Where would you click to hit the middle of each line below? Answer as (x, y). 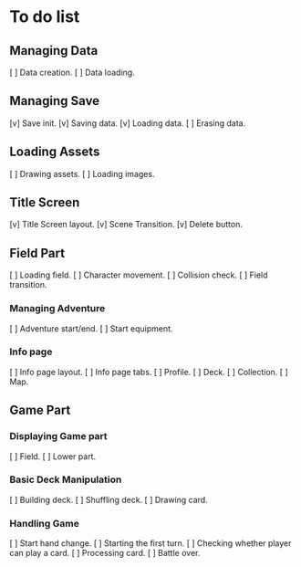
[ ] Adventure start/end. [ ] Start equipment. (91, 328)
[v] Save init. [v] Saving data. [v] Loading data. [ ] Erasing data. (128, 123)
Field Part (37, 253)
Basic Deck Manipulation (66, 479)
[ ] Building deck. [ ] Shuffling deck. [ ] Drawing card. (109, 499)
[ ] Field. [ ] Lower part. (53, 456)
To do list (45, 17)
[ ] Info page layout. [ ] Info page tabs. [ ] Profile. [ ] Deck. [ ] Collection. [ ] (149, 372)
